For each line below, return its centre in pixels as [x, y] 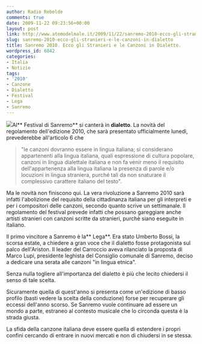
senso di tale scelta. [31, 280]
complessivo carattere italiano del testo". [71, 181]
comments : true [25, 17]
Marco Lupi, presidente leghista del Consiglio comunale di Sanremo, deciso [100, 256]
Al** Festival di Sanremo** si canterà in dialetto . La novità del [89, 124]
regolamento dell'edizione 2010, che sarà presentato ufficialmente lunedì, [97, 131]
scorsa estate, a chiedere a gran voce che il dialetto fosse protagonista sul [99, 243]
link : [13, 34]
